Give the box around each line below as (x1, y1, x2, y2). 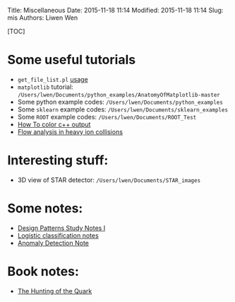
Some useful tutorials (7, 52, 136, 68)
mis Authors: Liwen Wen (7, 13, 78, 22)
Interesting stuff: (7, 152, 109, 169)
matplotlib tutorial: (17, 83, 74, 91)
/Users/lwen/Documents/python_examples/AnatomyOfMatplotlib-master (17, 91, 220, 98)
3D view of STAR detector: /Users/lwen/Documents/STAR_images (17, 176, 201, 184)
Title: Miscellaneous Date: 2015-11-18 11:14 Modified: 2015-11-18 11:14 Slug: (7, 6, 224, 14)
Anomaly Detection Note (17, 238, 90, 247)
